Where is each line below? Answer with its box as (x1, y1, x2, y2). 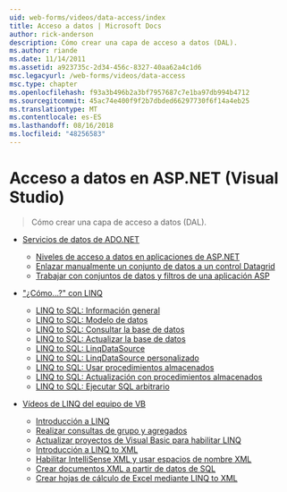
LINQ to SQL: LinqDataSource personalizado (35, 352, 199, 363)
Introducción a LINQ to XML (35, 444, 139, 454)
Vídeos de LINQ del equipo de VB (21, 398, 146, 409)
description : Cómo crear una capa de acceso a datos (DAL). (9, 38, 239, 47)
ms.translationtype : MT (9, 105, 98, 114)
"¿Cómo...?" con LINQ (21, 287, 103, 298)
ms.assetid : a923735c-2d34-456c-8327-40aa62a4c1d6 (9, 64, 202, 72)
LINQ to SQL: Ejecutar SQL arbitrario (35, 381, 170, 392)
